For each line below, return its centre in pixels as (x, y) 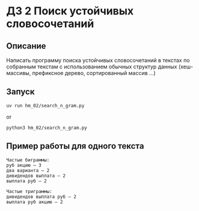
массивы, (19, 73)
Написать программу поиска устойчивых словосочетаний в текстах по (98, 60)
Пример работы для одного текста (75, 146)
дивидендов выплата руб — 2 (41, 197)
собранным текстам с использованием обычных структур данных (92, 67)
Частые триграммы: (29, 191)
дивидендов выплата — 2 (36, 176)
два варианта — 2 (28, 170)
